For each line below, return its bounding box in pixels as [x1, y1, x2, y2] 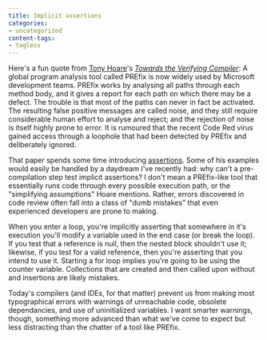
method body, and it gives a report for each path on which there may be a [8, 89, 252, 98]
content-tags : [8, 34, 56, 42]
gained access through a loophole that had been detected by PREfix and [8, 131, 247, 141]
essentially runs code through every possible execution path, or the [8, 181, 230, 190]
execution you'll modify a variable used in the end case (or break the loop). [8, 230, 256, 240]
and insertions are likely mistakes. [8, 273, 120, 282]
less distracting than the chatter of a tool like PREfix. [8, 322, 181, 332]
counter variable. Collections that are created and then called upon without [8, 265, 255, 274]
